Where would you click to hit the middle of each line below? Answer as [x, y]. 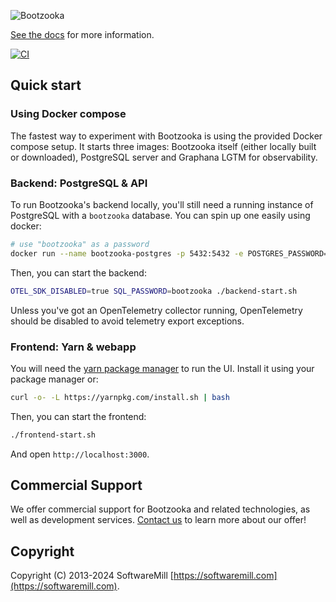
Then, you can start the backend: [78, 272]
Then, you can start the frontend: [78, 416]
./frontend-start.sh [53, 435]
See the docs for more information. [82, 34]
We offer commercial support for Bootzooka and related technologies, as [160, 509]
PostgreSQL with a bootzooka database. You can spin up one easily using [160, 215]
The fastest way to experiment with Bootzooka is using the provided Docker [166, 136]
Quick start [46, 85]
